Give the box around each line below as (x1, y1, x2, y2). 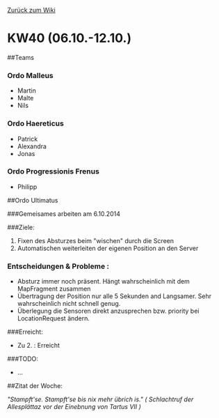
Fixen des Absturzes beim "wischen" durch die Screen (17, 236, 175, 245)
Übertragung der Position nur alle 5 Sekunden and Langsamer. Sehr (17, 292, 212, 300)
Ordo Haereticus (7, 118, 64, 128)
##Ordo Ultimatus (7, 196, 58, 204)
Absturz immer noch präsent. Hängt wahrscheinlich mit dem (17, 277, 190, 286)
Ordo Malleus (7, 70, 54, 80)
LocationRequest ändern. (17, 314, 90, 323)
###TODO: (7, 355, 38, 363)
